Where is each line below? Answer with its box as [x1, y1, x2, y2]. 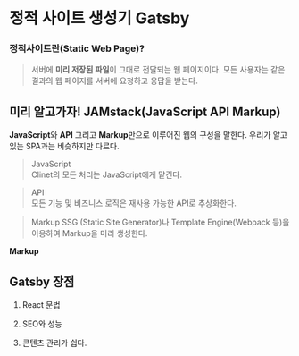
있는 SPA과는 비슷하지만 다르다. [9, 140, 120, 152]
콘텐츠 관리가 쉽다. [21, 337, 87, 349]
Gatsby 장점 [9, 274, 75, 289]
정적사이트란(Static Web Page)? [9, 42, 145, 55]
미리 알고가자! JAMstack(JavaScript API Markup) [9, 104, 281, 119]
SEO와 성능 [21, 318, 62, 329]
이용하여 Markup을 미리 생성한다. [30, 228, 148, 239]
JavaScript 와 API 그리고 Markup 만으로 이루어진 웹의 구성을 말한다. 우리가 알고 [9, 130, 288, 140]
